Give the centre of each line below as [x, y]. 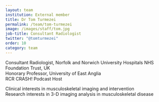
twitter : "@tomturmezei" [32, 39]
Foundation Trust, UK [28, 68]
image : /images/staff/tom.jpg [38, 29]
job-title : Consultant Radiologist [43, 34]
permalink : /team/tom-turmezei [39, 24]
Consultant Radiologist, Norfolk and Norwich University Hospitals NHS [79, 62]
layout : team [19, 10]
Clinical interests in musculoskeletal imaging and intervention [70, 88]
